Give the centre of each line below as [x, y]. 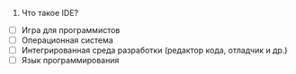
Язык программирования [70, 61]
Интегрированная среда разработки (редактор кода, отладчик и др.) [154, 50]
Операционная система [67, 40]
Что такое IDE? [50, 13]
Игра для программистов [71, 30]
